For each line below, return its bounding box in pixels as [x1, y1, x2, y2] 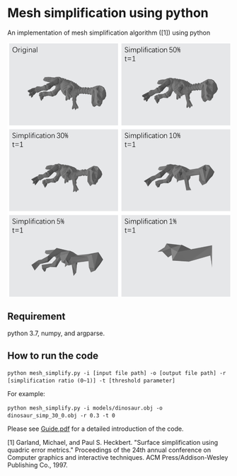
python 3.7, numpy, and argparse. [7, 329, 105, 337]
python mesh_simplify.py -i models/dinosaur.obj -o [7, 405, 163, 412]
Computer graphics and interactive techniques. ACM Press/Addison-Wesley [7, 453, 229, 462]
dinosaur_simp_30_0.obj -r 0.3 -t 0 [7, 412, 115, 419]
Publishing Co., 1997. [7, 461, 69, 470]
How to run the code [7, 349, 99, 361]
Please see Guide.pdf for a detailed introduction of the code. [7, 424, 184, 433]
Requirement [7, 310, 66, 323]
